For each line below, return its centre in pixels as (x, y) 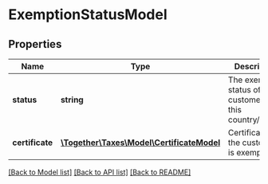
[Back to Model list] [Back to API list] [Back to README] (100, 172)
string (72, 100)
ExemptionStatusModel (88, 15)
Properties (35, 44)
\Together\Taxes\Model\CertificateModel (140, 143)
